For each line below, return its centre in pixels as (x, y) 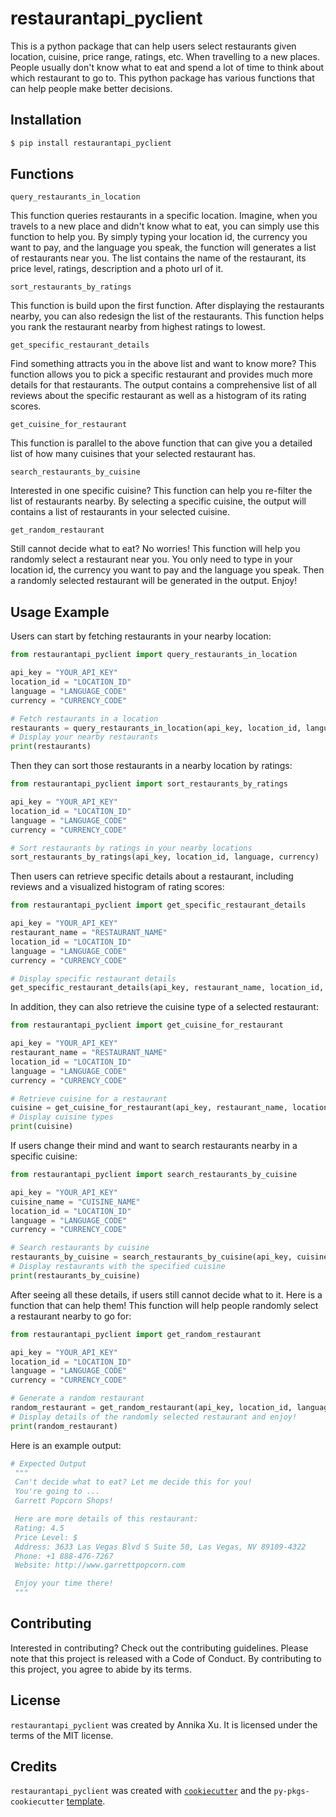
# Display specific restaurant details (93, 978)
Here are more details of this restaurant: (106, 1519)
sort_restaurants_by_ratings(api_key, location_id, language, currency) (165, 857)
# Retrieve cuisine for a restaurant (89, 1098)
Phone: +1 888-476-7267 (64, 1556)
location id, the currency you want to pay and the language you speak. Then (167, 570)
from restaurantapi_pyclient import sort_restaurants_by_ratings (149, 784)
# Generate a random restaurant (77, 1398)
